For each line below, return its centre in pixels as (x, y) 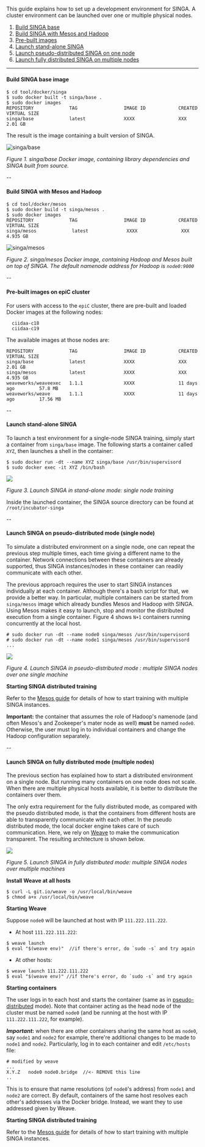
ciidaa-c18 (26, 323)
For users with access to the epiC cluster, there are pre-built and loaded (96, 305)
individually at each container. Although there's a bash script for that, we (98, 591)
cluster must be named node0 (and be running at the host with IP (87, 1013)
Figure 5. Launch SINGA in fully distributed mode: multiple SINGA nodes (97, 863)
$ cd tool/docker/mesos (37, 204)
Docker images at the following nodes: (55, 312)
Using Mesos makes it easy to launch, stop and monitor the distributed (95, 610)
